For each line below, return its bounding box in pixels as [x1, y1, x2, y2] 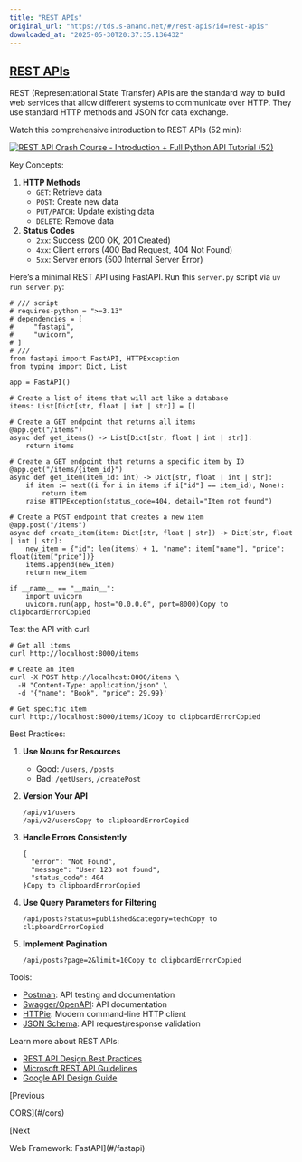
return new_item [25, 568, 88, 578]
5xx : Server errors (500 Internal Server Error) [35, 254, 203, 265]
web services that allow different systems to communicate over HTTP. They [9, 97, 292, 109]
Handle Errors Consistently [22, 832, 127, 843]
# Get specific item [9, 705, 88, 714]
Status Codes [22, 226, 75, 236]
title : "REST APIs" [9, 13, 83, 23]
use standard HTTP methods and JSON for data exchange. [9, 107, 229, 118]
